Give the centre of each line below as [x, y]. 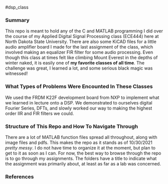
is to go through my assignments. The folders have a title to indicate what [81, 158]
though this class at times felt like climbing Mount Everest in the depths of [81, 57]
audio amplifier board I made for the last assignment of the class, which [79, 47]
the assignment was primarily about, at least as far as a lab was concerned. [83, 163]
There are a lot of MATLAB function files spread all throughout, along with [81, 137]
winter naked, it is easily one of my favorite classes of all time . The [75, 63]
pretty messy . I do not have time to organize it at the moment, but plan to [80, 147]
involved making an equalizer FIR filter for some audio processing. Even [79, 52]
